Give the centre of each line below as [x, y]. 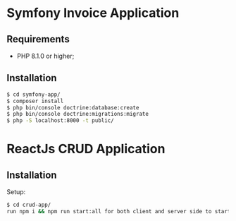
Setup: [16, 192]
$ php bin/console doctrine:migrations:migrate [78, 114]
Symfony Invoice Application [93, 13]
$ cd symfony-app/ [33, 94]
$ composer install [35, 101]
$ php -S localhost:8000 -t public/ [60, 121]
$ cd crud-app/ [29, 205]
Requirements [38, 39]
